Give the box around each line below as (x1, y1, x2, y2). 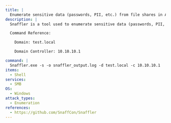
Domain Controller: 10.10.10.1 (14, 49, 81, 54)
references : (5, 105, 31, 110)
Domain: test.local (14, 40, 56, 45)
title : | (5, 7, 24, 13)
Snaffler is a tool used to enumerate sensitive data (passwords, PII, (10, 21, 165, 27)
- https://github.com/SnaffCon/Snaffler (10, 110, 97, 115)
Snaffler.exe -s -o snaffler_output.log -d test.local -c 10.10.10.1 (10, 63, 160, 68)
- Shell (10, 72, 26, 77)
